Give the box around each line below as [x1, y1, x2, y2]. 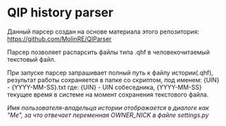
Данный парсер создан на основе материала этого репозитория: [7, 27, 200, 36]
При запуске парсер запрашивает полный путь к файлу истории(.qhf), [7, 68, 214, 77]
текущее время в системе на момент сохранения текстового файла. [7, 90, 209, 99]
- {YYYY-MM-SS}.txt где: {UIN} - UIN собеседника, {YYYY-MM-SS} [7, 83, 202, 91]
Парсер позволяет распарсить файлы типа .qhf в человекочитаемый [7, 48, 210, 56]
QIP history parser [7, 5, 113, 21]
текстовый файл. [7, 55, 56, 63]
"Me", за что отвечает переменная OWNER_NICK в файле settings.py [7, 111, 210, 119]
